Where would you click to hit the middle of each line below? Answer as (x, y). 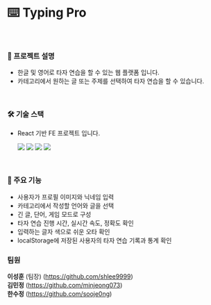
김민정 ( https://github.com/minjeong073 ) (65, 286)
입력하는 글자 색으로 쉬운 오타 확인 (64, 231)
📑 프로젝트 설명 (31, 56)
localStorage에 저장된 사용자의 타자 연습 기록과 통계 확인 (94, 240)
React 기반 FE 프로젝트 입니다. (59, 133)
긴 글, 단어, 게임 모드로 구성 (54, 214)
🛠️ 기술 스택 (26, 115)
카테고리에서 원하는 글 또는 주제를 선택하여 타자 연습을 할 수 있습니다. (111, 81)
